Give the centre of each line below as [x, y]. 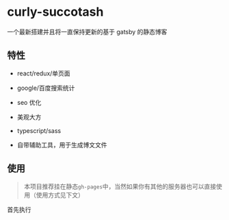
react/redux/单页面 [43, 73]
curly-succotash [55, 12]
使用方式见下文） [60, 195]
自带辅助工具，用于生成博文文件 [62, 145]
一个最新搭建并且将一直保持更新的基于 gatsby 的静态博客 [87, 32]
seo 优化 [29, 102]
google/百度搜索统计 [46, 88]
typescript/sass [39, 130]
